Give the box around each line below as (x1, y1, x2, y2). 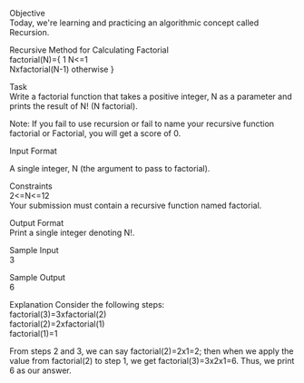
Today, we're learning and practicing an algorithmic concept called (9, 17, 260, 28)
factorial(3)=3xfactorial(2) (9, 309, 107, 319)
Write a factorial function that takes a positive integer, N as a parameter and (9, 91, 292, 102)
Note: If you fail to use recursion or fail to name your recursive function (9, 118, 275, 129)
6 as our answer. (9, 365, 73, 376)
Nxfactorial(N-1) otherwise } (9, 64, 115, 74)
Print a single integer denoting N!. (9, 227, 135, 238)
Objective (9, 8, 45, 18)
